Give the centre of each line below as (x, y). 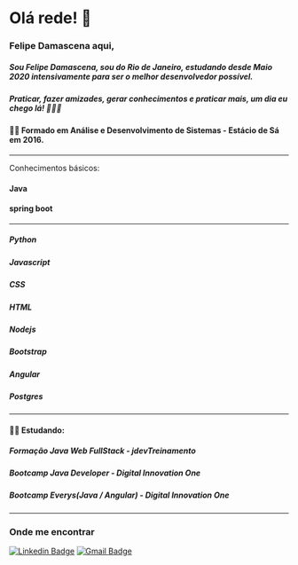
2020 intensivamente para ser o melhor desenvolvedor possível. (131, 76)
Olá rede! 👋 (51, 18)
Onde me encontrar (52, 531)
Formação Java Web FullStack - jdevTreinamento (103, 451)
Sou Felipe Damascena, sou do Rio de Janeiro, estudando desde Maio (141, 67)
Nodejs (23, 329)
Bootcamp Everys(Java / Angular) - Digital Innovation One (119, 495)
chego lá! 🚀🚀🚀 (35, 108)
